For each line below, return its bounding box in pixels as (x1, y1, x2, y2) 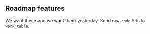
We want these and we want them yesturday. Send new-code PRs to (5, 17, 145, 23)
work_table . (5, 23, 29, 29)
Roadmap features (5, 4, 65, 13)
